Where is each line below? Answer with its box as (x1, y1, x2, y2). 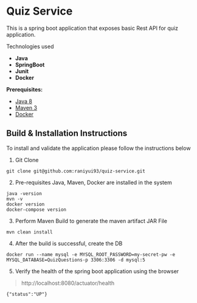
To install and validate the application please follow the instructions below (6, 144, 191, 152)
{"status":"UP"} (6, 291, 47, 297)
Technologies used (6, 43, 54, 50)
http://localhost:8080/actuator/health (21, 279, 114, 287)
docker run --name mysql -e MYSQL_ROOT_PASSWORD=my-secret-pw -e (6, 251, 175, 257)
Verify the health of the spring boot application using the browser (15, 267, 179, 275)
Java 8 (15, 98, 32, 105)
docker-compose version (6, 206, 67, 213)
